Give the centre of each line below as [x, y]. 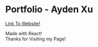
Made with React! [24, 33]
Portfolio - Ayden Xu [49, 9]
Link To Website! [23, 24]
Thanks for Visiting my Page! [35, 39]
